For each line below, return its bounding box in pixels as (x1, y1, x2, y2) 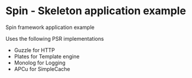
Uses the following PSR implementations (5, 35, 104, 42)
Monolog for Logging (14, 59, 66, 66)
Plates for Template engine (14, 53, 80, 60)
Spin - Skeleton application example (5, 4, 187, 18)
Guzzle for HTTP (14, 46, 56, 54)
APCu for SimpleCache (14, 65, 70, 72)
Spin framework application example (5, 24, 95, 31)
